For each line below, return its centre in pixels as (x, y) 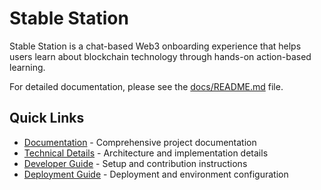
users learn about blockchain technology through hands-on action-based (160, 56)
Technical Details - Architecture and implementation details (146, 153)
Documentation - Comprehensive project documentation (140, 142)
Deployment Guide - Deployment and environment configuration (156, 174)
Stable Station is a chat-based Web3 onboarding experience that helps (155, 46)
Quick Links (47, 118)
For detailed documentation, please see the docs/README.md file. (146, 86)
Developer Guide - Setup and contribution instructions (135, 163)
